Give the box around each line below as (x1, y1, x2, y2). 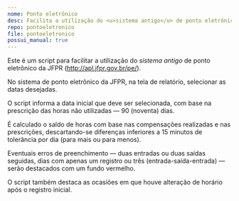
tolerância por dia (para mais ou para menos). (7, 136, 142, 144)
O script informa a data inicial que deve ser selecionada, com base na (7, 99, 212, 107)
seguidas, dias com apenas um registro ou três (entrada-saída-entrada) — (7, 157, 225, 165)
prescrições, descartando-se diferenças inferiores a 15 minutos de (7, 128, 203, 136)
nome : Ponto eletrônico (7, 10, 78, 18)
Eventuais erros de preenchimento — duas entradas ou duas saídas (7, 149, 206, 158)
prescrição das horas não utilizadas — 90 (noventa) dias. (7, 107, 175, 115)
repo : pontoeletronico (7, 23, 75, 31)
